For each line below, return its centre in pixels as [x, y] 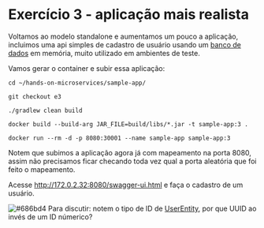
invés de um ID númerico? [50, 217]
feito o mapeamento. [42, 169]
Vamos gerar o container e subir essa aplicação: [87, 68]
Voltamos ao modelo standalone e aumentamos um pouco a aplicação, [123, 36]
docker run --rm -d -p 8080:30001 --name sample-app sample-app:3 [119, 138]
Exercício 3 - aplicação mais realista [129, 15]
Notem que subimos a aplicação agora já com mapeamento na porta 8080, [130, 152]
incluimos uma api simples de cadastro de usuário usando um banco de [125, 44]
